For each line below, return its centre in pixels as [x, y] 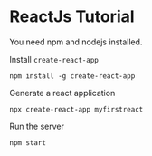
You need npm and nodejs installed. [76, 42]
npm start [28, 142]
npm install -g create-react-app [72, 76]
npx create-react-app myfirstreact [76, 109]
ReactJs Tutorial [72, 17]
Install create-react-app [54, 59]
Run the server [37, 126]
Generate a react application [62, 93]
